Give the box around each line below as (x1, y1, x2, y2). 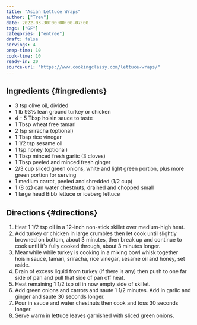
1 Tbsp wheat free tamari (14, 121, 76, 128)
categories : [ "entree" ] (6, 31, 65, 37)
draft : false (6, 36, 39, 42)
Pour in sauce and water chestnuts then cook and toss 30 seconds (14, 299, 179, 307)
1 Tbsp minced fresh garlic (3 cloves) (14, 152, 106, 160)
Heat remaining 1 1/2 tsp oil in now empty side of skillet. (14, 280, 151, 287)
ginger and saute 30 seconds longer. (14, 293, 105, 300)
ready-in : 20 (6, 58, 39, 64)
